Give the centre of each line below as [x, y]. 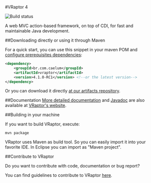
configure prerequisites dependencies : [44, 55]
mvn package [17, 133]
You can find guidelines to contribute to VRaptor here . [59, 175]
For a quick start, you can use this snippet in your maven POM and [71, 50]
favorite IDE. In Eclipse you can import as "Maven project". [63, 147]
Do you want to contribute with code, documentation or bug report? [73, 166]
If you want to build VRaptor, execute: [42, 124]
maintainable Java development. [38, 31]
